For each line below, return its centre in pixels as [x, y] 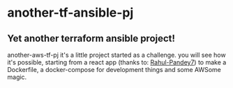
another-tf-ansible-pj [70, 13]
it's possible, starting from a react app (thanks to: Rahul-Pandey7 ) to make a [117, 62]
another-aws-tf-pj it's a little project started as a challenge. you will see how [116, 55]
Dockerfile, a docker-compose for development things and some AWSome [114, 70]
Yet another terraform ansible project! [91, 38]
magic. [17, 77]
